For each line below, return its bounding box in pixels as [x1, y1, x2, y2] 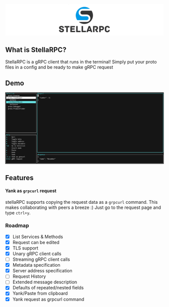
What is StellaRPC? [5, 45, 67, 54]
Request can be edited [12, 239, 59, 245]
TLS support [12, 245, 39, 251]
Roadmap [5, 222, 29, 229]
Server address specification [12, 268, 73, 274]
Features [5, 174, 34, 182]
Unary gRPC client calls [12, 251, 62, 257]
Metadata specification [12, 262, 60, 268]
